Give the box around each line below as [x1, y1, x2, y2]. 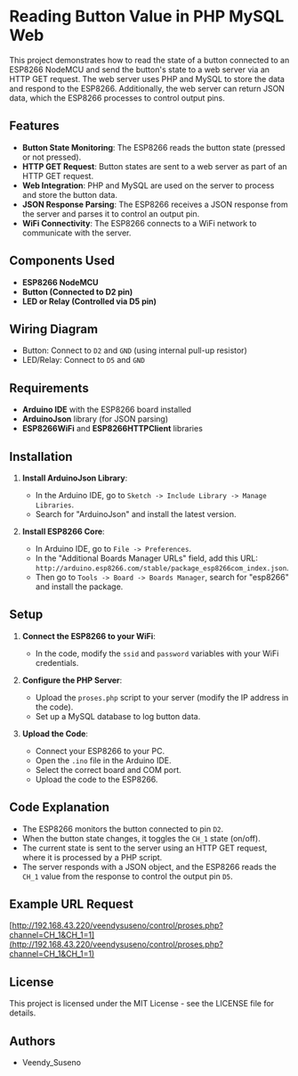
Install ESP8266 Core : [21, 526, 105, 537]
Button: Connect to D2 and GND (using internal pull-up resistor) [21, 345, 247, 356]
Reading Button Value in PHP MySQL [9, 6, 285, 27]
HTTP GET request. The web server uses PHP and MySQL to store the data [9, 73, 285, 84]
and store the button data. [21, 189, 118, 200]
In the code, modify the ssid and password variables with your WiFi [35, 648, 279, 659]
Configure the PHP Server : [21, 675, 123, 686]
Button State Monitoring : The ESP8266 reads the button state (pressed [21, 142, 286, 152]
